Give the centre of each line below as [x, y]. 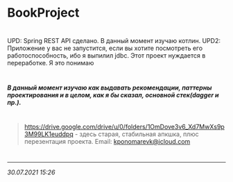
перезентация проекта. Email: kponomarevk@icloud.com [107, 141]
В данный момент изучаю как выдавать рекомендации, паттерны [110, 88]
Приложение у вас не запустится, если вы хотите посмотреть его [105, 48]
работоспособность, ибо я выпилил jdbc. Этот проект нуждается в [106, 56]
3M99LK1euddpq [49, 134]
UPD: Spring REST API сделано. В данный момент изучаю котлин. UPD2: [114, 41]
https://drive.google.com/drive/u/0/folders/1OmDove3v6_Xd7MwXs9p [124, 126]
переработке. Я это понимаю [51, 63]
